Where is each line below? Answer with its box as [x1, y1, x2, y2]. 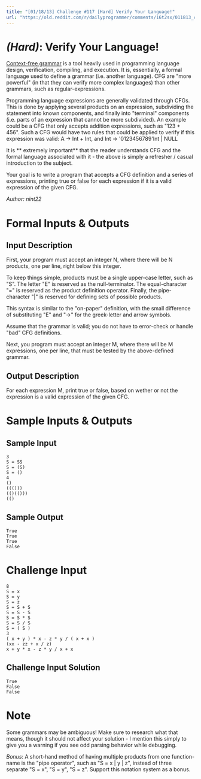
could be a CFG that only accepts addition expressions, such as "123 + [6, 122, 181, 129]
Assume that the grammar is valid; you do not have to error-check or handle [6, 323, 193, 330]
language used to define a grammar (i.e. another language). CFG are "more [6, 73, 191, 80]
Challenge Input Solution [6, 663, 100, 673]
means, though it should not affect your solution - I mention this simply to [6, 735, 187, 742]
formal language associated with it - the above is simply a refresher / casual [6, 153, 193, 161]
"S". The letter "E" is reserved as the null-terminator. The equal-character [6, 280, 187, 288]
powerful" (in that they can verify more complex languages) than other [6, 79, 181, 86]
